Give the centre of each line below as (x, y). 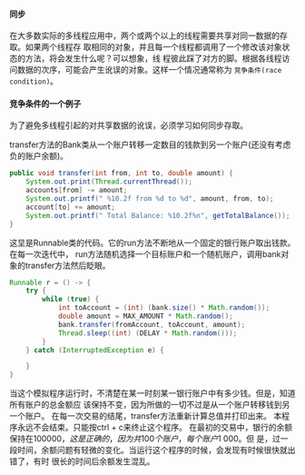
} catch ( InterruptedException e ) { (95, 350)
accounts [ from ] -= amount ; (77, 191)
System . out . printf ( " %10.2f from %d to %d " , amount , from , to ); (150, 199)
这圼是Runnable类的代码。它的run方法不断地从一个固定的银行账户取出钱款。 (152, 242)
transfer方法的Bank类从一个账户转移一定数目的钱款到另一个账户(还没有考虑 (150, 144)
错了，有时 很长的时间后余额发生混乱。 (82, 461)
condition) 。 (34, 81)
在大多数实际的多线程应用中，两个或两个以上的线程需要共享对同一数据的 (144, 35)
